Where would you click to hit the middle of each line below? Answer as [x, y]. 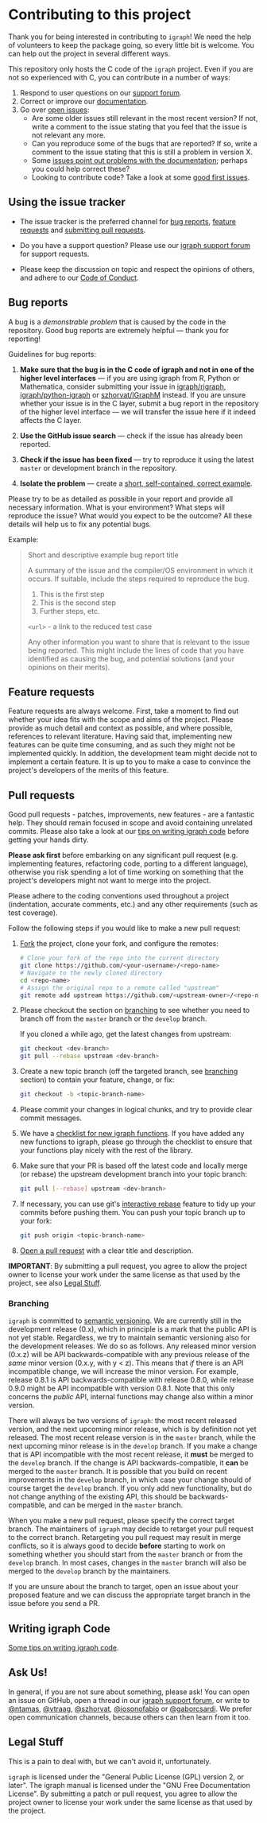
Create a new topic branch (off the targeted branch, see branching [129, 1072]
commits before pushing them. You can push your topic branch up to [132, 1212]
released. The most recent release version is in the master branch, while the [132, 1437]
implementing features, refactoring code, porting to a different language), [128, 863]
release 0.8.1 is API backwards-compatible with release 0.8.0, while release [131, 1380]
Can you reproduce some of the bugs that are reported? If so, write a [145, 143]
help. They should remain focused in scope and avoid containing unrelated [130, 823]
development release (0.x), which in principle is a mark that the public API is [132, 1329]
